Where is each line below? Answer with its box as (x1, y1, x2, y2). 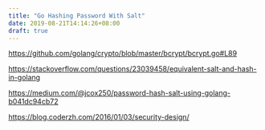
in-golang (8, 73, 41, 83)
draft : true (8, 26, 48, 35)
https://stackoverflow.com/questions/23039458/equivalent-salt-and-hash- (8, 64, 257, 74)
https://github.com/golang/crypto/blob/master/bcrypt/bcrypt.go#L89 (8, 49, 238, 59)
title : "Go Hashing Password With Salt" (8, 11, 146, 20)
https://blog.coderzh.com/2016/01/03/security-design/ (8, 112, 190, 122)
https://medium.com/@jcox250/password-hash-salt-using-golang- (8, 88, 231, 98)
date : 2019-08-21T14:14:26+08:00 (8, 19, 120, 27)
